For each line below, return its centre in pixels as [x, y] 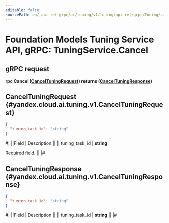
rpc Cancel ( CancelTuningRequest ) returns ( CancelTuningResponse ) [79, 81]
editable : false [22, 10]
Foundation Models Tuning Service [80, 40]
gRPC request [27, 69]
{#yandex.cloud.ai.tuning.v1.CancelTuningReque [84, 105]
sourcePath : [18, 15]
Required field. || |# [25, 153]
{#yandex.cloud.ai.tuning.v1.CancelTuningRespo [84, 177]
